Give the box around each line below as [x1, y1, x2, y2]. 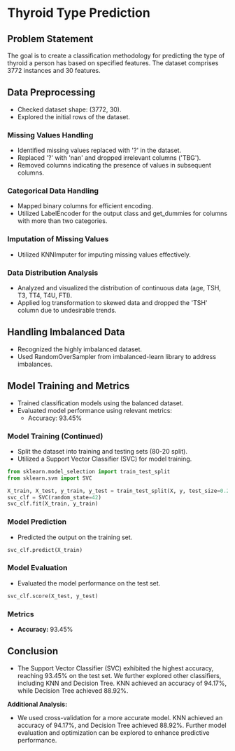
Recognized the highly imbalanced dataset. [17, 345, 142, 353]
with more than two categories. [17, 217, 108, 225]
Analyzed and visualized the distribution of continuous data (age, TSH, [17, 284, 222, 292]
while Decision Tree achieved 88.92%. [17, 686, 129, 695]
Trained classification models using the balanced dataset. [17, 398, 184, 407]
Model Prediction [7, 517, 67, 527]
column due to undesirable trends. [17, 306, 117, 314]
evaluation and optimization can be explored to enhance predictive [17, 728, 210, 737]
